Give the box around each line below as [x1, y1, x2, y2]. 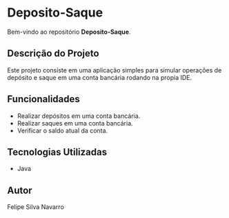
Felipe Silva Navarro [7, 203, 64, 211]
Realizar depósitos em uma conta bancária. [17, 112, 141, 120]
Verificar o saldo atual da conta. [17, 126, 108, 135]
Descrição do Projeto [7, 48, 99, 59]
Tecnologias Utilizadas [7, 146, 108, 158]
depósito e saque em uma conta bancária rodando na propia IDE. [7, 73, 192, 81]
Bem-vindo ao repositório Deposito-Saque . [7, 28, 131, 36]
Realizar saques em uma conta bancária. [17, 119, 133, 127]
